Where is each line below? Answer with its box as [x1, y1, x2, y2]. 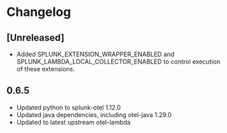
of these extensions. [16, 65, 75, 73]
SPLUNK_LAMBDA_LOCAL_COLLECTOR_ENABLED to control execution [16, 57, 221, 66]
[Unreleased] [6, 32, 65, 44]
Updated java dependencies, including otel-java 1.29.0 [16, 110, 172, 118]
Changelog [6, 4, 71, 20]
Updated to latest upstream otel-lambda [16, 118, 131, 126]
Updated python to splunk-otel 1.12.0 [16, 103, 121, 112]
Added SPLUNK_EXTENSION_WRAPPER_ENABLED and [16, 50, 174, 58]
